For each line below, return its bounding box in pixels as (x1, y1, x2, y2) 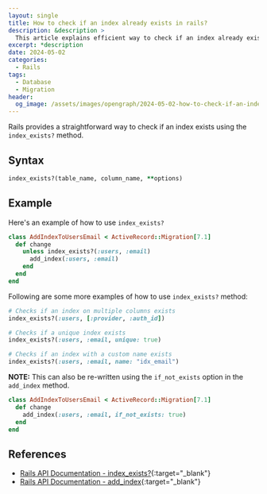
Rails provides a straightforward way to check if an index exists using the (8, 122, 247, 132)
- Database (15, 78, 52, 86)
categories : (8, 56, 48, 64)
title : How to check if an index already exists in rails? (8, 19, 208, 27)
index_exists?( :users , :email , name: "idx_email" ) (8, 358, 180, 366)
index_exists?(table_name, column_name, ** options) (8, 174, 183, 183)
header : (8, 93, 34, 101)
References (8, 447, 67, 461)
